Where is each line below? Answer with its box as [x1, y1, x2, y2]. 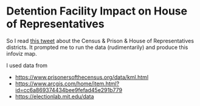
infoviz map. [6, 50, 38, 57]
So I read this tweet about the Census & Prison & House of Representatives [6, 37, 195, 44]
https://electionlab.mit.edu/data [15, 93, 94, 100]
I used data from [6, 62, 47, 69]
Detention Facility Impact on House [6, 4, 187, 18]
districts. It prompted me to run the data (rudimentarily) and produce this [6, 44, 188, 51]
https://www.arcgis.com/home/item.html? [15, 80, 120, 87]
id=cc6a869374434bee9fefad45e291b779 [15, 86, 123, 93]
